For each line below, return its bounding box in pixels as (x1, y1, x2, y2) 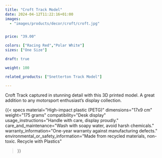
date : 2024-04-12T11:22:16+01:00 (5, 12, 74, 17)
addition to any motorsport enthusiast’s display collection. (5, 97, 122, 103)
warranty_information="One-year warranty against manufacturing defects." (5, 127, 158, 133)
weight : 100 (5, 65, 29, 70)
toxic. (5, 138, 16, 144)
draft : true (5, 57, 29, 62)
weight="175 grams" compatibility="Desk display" (5, 112, 107, 118)
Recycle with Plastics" (17, 138, 62, 144)
